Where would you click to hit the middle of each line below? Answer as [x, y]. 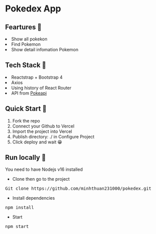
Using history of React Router [42, 88]
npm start [17, 227]
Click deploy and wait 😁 [37, 142]
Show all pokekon [29, 39]
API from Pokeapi [29, 93]
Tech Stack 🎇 [26, 65]
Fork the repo [26, 120]
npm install [20, 208]
